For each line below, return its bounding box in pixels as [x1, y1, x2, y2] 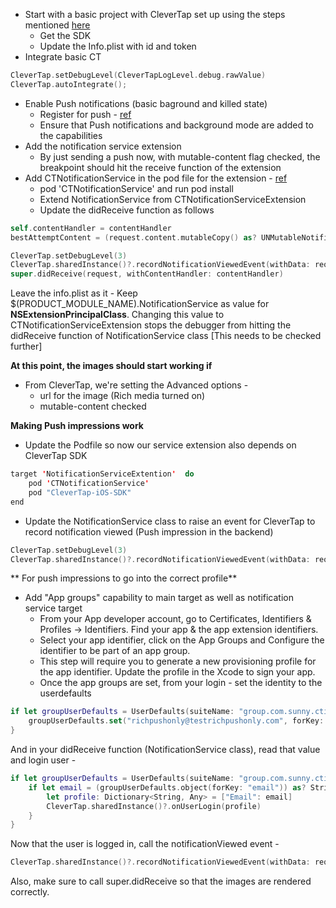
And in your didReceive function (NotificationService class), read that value [10, 744, 321, 755]
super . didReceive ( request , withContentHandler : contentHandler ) [10, 269, 284, 279]
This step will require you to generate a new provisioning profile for [39, 655, 317, 668]
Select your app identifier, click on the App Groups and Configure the [39, 634, 325, 646]
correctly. [10, 886, 50, 898]
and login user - [10, 754, 77, 766]
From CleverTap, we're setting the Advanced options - [24, 379, 249, 391]
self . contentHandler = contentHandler [10, 223, 172, 233]
